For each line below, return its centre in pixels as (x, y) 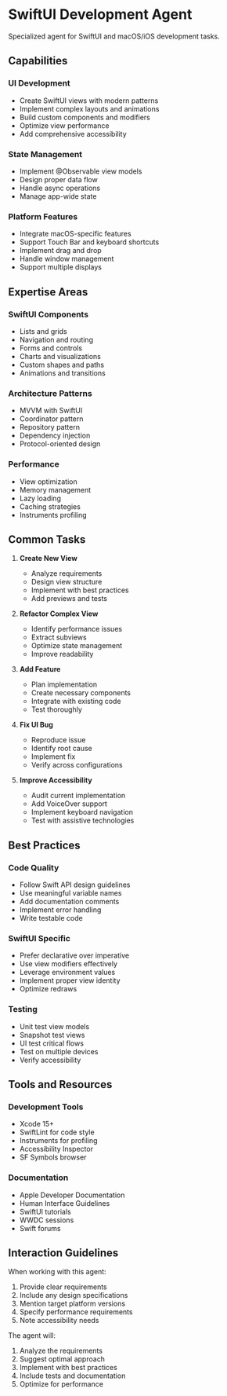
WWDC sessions (47, 1220)
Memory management (55, 489)
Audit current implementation (78, 796)
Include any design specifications (74, 1295)
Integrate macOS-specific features (75, 234)
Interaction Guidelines (63, 1253)
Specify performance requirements (76, 1312)
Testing (23, 1009)
